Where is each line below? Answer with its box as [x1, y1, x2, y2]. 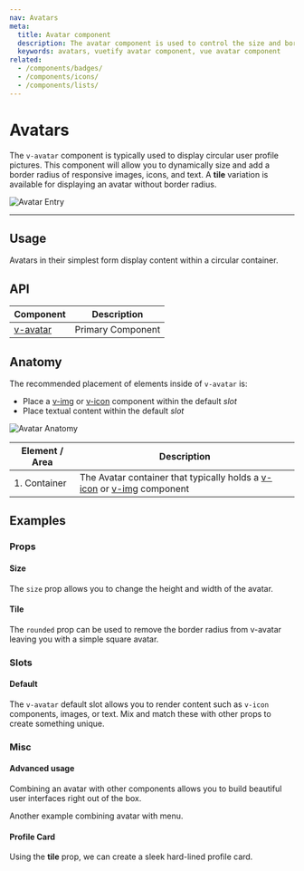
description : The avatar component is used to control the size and [17, 38, 281, 48]
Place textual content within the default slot [22, 405, 185, 416]
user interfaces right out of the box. [9, 792, 142, 803]
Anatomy [9, 354, 62, 370]
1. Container [14, 477, 67, 489]
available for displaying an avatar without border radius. [9, 179, 217, 189]
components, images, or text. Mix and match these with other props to [9, 708, 271, 719]
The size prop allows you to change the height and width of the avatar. [9, 583, 274, 594]
